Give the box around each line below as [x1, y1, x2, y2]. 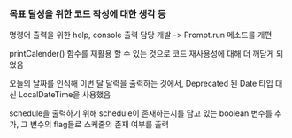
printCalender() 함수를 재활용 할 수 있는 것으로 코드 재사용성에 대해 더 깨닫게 [9, 49, 274, 59]
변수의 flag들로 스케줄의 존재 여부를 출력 [29, 119, 170, 130]
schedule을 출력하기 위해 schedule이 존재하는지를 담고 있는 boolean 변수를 [9, 108, 273, 119]
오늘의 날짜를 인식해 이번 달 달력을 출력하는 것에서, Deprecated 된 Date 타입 [9, 78, 274, 89]
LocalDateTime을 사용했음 [18, 89, 111, 100]
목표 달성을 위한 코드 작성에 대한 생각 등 [9, 7, 166, 19]
